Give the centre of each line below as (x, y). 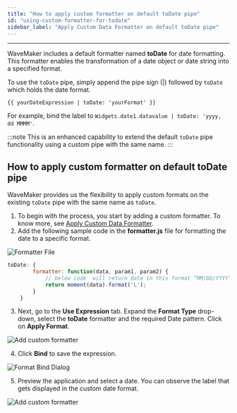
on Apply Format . (43, 326)
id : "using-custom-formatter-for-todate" (69, 20)
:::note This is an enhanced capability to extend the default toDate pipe (110, 137)
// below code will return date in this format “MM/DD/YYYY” (138, 278)
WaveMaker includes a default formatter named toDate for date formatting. (116, 54)
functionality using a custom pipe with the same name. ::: (90, 145)
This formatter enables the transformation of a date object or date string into (118, 61)
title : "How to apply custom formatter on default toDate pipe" (104, 14)
